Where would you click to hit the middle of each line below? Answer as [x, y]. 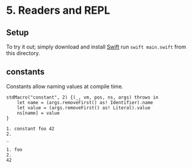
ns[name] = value [38, 113]
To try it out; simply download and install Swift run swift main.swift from [96, 47]
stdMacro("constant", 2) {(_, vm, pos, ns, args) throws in [83, 97]
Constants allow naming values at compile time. [65, 86]
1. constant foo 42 [30, 129]
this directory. [23, 53]
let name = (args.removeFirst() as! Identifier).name [85, 102]
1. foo [14, 149]
